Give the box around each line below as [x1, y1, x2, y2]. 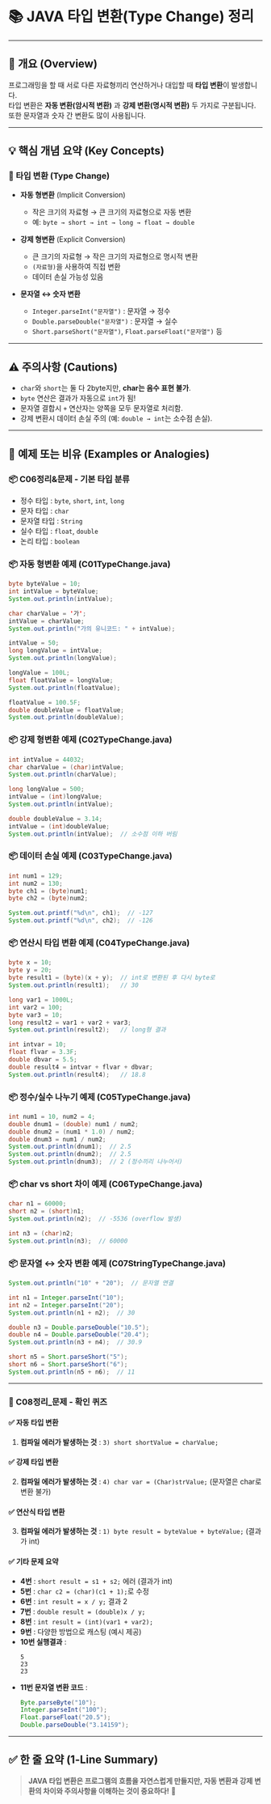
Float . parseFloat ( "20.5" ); [19, 1713, 111, 1721]
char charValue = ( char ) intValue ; [8, 763, 125, 771]
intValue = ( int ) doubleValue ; [8, 822, 110, 830]
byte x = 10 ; [8, 959, 52, 967]
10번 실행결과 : [19, 1637, 67, 1646]
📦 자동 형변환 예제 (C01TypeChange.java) [8, 558, 171, 570]
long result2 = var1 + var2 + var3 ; [8, 1018, 131, 1027]
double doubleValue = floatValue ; [8, 705, 125, 714]
